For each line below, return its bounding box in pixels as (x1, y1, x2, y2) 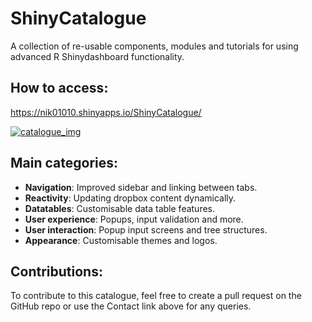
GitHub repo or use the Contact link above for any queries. (10, 300, 252, 312)
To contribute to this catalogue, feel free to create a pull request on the (10, 290, 302, 302)
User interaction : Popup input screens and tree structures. (24, 223, 268, 236)
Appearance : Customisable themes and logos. (24, 234, 218, 246)
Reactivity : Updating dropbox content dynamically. (24, 192, 237, 204)
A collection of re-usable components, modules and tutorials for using (10, 40, 299, 52)
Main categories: (10, 155, 119, 172)
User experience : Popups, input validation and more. (24, 213, 244, 225)
